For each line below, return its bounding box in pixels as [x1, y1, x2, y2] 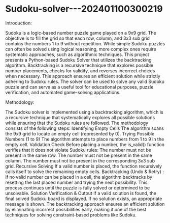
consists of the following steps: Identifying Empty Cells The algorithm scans [5, 125, 164, 131]
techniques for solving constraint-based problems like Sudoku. [5, 212, 137, 218]
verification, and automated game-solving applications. [5, 89, 121, 95]
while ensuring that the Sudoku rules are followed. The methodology [5, 120, 149, 126]
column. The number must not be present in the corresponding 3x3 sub [5, 157, 155, 163]
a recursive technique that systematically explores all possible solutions [5, 114, 155, 120]
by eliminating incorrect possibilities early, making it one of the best [5, 206, 147, 212]
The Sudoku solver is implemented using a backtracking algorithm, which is [5, 109, 163, 115]
